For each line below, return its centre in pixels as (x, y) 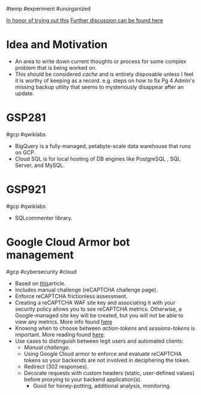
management (40, 255)
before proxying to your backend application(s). (83, 379)
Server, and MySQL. (40, 165)
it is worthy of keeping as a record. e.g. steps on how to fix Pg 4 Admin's (105, 80)
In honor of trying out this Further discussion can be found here (85, 20)
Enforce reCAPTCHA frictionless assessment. (71, 296)
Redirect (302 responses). (56, 366)
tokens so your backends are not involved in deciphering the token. (107, 360)
